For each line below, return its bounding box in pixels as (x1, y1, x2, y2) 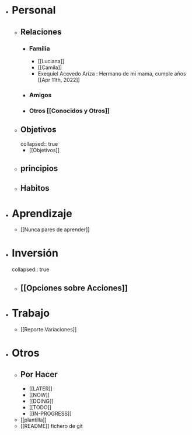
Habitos (20, 183, 50, 193)
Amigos (29, 91, 52, 99)
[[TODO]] (29, 403, 51, 410)
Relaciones (20, 27, 62, 37)
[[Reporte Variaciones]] (20, 326, 77, 333)
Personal (11, 4, 56, 17)
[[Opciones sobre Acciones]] (20, 283, 128, 293)
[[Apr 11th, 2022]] (37, 76, 80, 83)
